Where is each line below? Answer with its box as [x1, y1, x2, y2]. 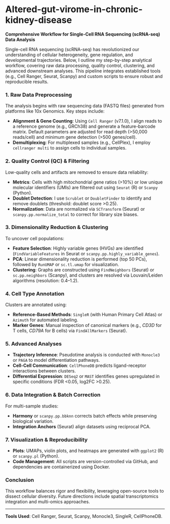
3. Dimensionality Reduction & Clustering [5, 224, 109, 231]
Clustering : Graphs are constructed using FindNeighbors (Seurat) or [12, 267, 154, 273]
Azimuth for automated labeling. [12, 317, 78, 323]
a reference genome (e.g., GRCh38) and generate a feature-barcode [12, 123, 156, 130]
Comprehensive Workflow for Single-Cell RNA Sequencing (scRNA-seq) [5, 31, 160, 37]
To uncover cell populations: [5, 235, 64, 241]
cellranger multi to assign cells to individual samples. [12, 145, 126, 151]
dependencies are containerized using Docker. [12, 464, 110, 470]
